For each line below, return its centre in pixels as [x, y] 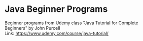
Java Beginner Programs [56, 9]
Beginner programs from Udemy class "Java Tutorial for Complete [71, 23]
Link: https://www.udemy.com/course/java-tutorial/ [57, 33]
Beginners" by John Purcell [32, 28]
